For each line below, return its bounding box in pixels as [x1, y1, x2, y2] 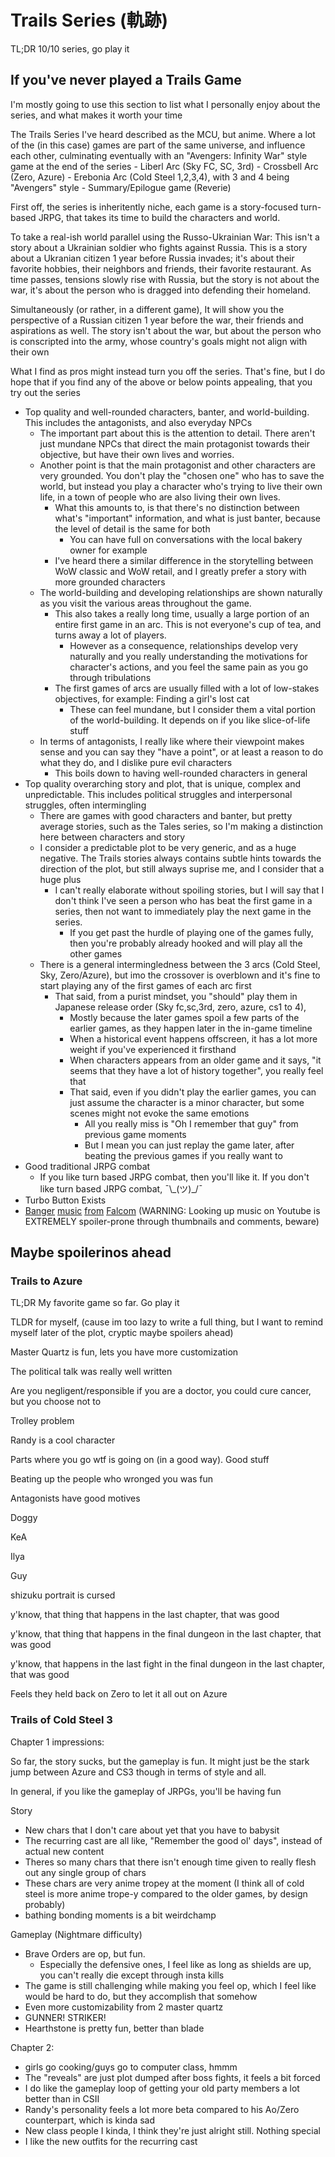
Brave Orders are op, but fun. [24, 1947, 146, 1960]
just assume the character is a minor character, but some [69, 1096, 305, 1108]
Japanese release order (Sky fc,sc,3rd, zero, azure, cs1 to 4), [54, 1001, 307, 1013]
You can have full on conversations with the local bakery [69, 533, 303, 545]
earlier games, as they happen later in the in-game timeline [69, 1022, 313, 1034]
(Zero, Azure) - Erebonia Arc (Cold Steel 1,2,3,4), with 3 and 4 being [10, 171, 290, 183]
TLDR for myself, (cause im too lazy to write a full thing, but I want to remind [10, 1316, 324, 1328]
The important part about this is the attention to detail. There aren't [39, 427, 316, 439]
